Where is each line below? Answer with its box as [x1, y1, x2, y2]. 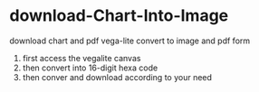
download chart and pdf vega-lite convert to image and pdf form [9, 35, 251, 46]
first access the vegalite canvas [22, 52, 141, 63]
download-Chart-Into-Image [9, 5, 229, 26]
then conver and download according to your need [22, 71, 213, 82]
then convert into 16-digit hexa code [22, 62, 158, 73]
